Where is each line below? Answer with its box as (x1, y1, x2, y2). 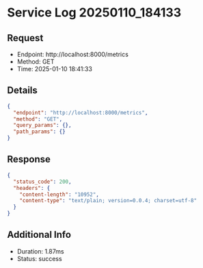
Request (7, 32, 44, 44)
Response (7, 154, 51, 165)
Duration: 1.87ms (16, 247, 64, 255)
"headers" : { (13, 184, 51, 191)
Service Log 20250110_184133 (7, 5, 182, 21)
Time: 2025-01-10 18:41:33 (16, 65, 92, 73)
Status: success (16, 254, 63, 263)
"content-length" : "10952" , (19, 191, 99, 198)
